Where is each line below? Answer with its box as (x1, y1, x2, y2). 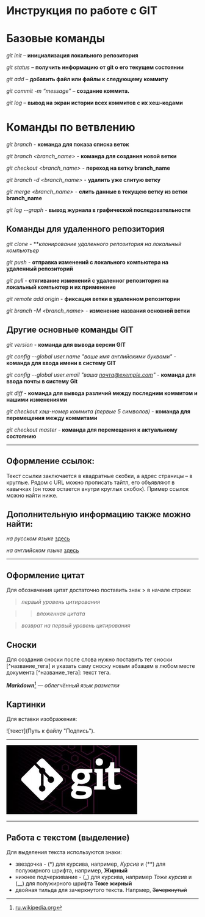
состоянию (6, 432, 37, 440)
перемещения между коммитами (6, 414, 98, 421)
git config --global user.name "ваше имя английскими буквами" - (6, 352, 177, 360)
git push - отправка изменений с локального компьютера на (6, 258, 169, 266)
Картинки (6, 699, 46, 709)
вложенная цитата (36, 610, 85, 617)
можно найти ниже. (6, 491, 58, 499)
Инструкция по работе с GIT (6, 4, 157, 18)
